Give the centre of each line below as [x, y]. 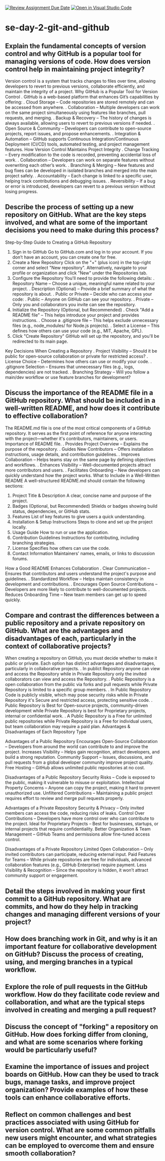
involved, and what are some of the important [76, 223]
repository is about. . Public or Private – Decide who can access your [82, 294]
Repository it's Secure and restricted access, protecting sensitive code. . [79, 700]
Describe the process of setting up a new [69, 207]
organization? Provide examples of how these [77, 1090]
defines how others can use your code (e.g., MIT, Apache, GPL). [77, 331]
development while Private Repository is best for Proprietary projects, [76, 711]
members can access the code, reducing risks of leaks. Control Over [75, 813]
